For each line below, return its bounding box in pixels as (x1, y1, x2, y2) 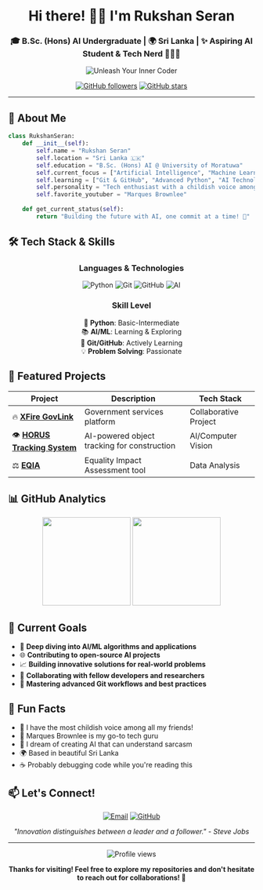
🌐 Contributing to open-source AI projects (19, 651, 160, 660)
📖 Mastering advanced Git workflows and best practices (19, 679, 207, 689)
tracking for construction (85, 440, 176, 451)
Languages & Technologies (78, 263, 185, 274)
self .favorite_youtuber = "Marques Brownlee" (36, 191, 188, 199)
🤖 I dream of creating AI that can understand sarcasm (19, 739, 193, 749)
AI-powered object (85, 431, 155, 442)
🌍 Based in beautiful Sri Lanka (19, 749, 119, 758)
